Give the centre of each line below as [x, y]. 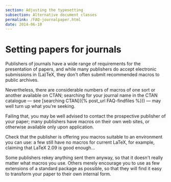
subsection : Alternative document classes [51, 15]
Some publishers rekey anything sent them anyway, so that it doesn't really [84, 158]
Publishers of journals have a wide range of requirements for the [73, 64]
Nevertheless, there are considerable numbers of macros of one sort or [80, 90]
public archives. [22, 80]
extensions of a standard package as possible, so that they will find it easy [83, 169]
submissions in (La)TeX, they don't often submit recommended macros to [82, 75]
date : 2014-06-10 [24, 24]
